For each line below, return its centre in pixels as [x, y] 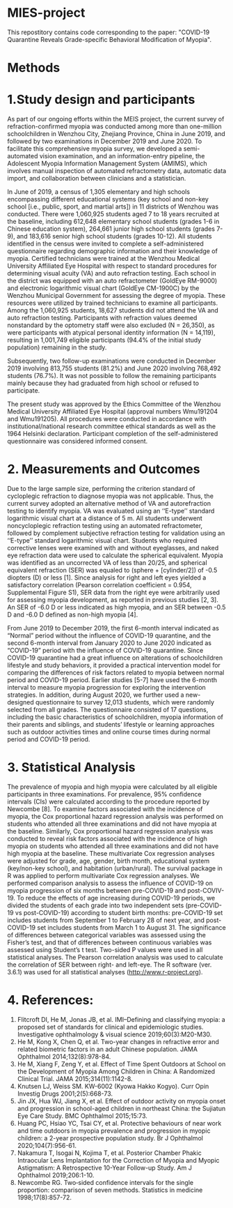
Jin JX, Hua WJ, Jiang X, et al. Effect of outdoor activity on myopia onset [121, 1101]
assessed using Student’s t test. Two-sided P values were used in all [105, 949]
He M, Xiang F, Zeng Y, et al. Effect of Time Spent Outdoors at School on [121, 1064]
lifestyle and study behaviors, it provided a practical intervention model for [114, 665]
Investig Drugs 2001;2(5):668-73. [65, 1094]
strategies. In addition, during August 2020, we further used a [96, 695]
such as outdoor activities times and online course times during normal [109, 732]
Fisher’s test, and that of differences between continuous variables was [110, 942]
